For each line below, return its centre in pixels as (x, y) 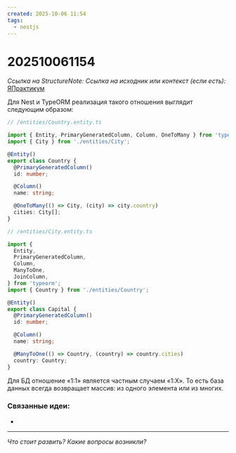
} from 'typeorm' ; (34, 283)
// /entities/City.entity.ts (50, 231)
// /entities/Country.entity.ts (54, 123)
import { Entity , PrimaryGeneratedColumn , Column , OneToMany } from (110, 135)
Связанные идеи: (39, 406)
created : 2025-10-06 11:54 (47, 14)
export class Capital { (42, 309)
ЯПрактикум (26, 88)
